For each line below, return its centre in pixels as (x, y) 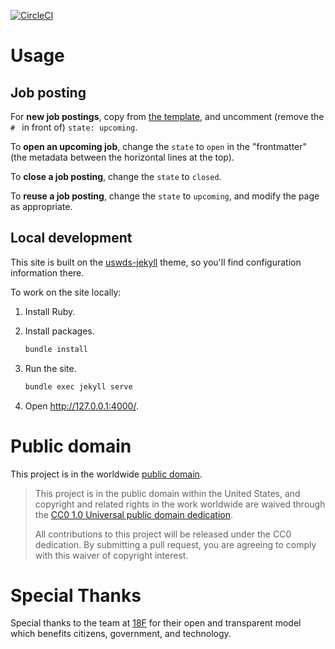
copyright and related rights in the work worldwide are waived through (180, 504)
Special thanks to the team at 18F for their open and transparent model (156, 623)
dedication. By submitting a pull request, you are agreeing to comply (175, 544)
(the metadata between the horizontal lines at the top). (122, 157)
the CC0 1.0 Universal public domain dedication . (134, 514)
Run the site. (50, 368)
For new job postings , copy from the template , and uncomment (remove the (167, 116)
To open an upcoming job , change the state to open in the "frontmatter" (159, 146)
